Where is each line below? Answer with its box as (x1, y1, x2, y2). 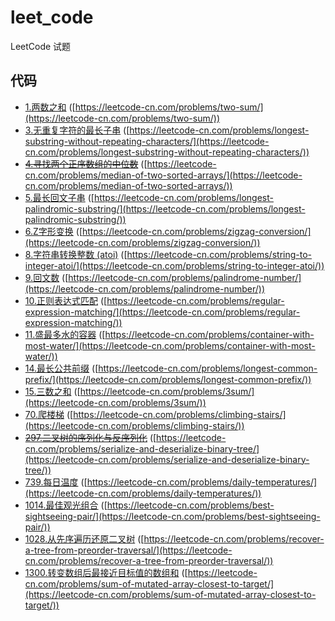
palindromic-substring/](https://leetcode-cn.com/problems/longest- (24, 202, 306, 215)
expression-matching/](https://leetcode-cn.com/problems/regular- (24, 306, 301, 318)
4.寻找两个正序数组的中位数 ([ (24, 157, 148, 170)
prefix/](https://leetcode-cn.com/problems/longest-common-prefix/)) (24, 373, 312, 385)
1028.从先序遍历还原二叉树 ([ (24, 532, 145, 545)
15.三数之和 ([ (24, 385, 81, 397)
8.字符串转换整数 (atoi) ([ (24, 248, 128, 260)
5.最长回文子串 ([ (24, 191, 95, 203)
